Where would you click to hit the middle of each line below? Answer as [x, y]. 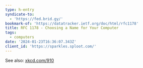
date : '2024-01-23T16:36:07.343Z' [41, 42]
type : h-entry [20, 10]
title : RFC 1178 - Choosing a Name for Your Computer [62, 28]
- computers [22, 37]
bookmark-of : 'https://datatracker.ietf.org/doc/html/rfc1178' [72, 23]
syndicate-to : [20, 14]
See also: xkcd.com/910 [30, 60]
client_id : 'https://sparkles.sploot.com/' [51, 46]
